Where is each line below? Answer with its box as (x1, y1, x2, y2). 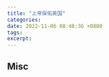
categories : (7, 16, 41, 23)
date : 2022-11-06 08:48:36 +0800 (7, 22, 103, 29)
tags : (7, 29, 23, 36)
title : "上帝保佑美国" (7, 10, 66, 17)
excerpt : (7, 35, 32, 42)
